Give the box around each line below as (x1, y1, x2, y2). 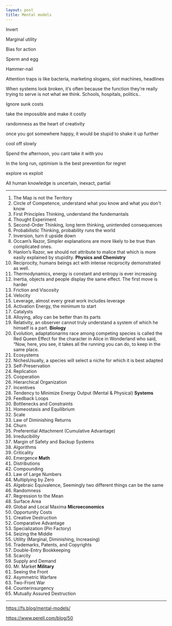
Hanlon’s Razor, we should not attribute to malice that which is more (13, 248, 156, 255)
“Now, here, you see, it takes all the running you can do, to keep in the (13, 341, 161, 347)
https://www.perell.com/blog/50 (6, 615, 73, 621)
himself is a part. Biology (13, 324, 66, 331)
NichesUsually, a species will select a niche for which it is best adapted (13, 357, 163, 363)
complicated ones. (13, 243, 53, 249)
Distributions (13, 460, 40, 466)
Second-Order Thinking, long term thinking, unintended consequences (13, 221, 162, 228)
